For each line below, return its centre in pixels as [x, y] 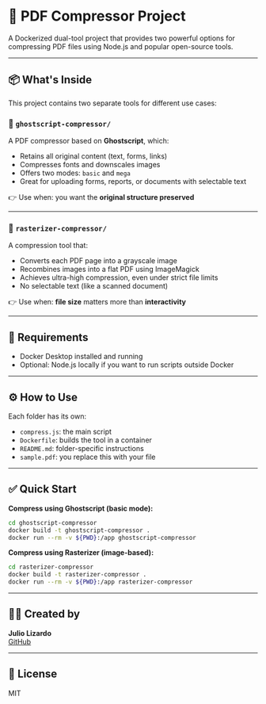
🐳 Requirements [48, 337]
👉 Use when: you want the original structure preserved [101, 197]
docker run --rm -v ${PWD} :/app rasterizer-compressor [101, 582]
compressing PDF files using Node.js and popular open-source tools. [121, 46]
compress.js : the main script [66, 431]
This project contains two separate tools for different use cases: [112, 103]
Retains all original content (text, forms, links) [93, 156]
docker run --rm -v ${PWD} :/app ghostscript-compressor [102, 538]
